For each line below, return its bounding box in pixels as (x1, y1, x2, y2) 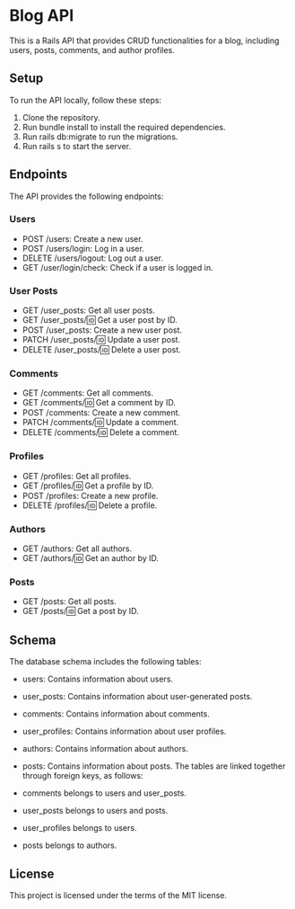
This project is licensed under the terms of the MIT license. (9, 889, 227, 900)
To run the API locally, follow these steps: (9, 94, 162, 105)
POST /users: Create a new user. (22, 233, 143, 244)
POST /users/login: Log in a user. (22, 243, 145, 254)
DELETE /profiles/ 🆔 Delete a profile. (22, 500, 158, 511)
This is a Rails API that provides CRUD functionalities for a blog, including (9, 35, 280, 46)
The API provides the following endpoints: (9, 191, 164, 201)
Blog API (9, 5, 74, 26)
